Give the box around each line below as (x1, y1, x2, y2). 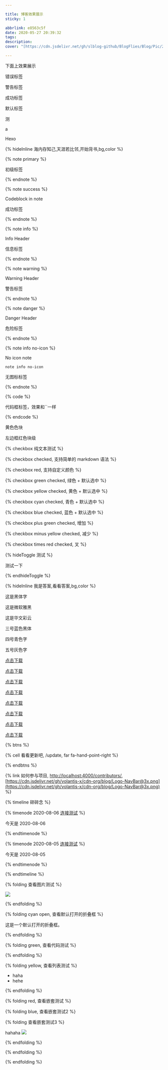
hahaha (5, 1029, 21, 1035)
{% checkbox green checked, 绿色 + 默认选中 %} (5, 477, 106, 483)
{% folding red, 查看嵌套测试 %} (5, 997, 71, 1004)
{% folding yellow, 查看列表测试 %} (5, 962, 77, 968)
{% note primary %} (5, 156, 46, 162)
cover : (5, 44, 19, 49)
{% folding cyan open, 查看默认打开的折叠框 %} (5, 911, 103, 917)
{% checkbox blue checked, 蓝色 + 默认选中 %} (5, 509, 103, 515)
